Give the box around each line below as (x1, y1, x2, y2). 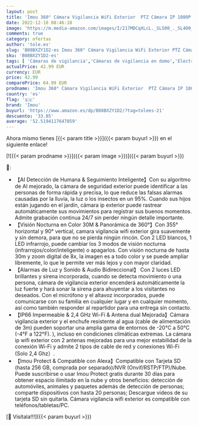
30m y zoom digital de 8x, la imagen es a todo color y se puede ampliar (14, 253, 189, 260)
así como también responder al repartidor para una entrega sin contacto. (14, 304, 192, 311)
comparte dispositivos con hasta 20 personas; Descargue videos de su (14, 389, 188, 396)
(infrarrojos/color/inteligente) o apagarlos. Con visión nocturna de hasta (14, 246, 190, 254)
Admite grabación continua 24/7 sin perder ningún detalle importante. (14, 214, 184, 222)
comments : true (6, 31, 44, 37)
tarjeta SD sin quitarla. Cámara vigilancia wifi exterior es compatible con (14, 395, 190, 402)
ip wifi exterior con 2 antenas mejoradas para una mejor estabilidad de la (14, 337, 192, 344)
